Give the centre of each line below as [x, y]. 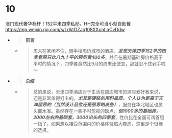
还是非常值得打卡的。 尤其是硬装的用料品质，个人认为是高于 [96, 98]
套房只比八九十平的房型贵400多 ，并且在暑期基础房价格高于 [100, 57]
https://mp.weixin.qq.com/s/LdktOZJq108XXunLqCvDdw [65, 29]
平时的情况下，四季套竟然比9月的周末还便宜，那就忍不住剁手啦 [99, 63]
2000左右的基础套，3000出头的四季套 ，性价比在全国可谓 [94, 117]
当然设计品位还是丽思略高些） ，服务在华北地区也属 [109, 104]
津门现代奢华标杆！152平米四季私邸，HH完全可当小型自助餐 [68, 24]
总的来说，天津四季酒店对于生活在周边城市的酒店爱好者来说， [98, 91]
